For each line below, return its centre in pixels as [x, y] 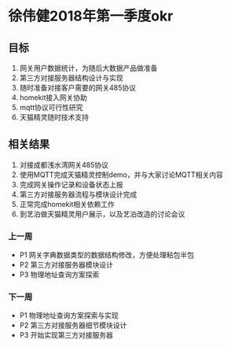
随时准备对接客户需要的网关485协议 [77, 88]
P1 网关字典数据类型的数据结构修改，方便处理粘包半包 [107, 255]
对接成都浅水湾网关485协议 [64, 164]
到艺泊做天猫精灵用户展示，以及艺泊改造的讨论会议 [102, 214]
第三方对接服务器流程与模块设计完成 [78, 194]
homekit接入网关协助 [53, 98]
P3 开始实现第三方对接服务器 [66, 335]
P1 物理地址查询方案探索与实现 [69, 316]
